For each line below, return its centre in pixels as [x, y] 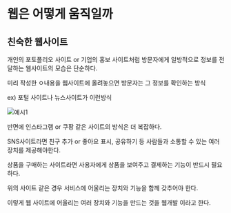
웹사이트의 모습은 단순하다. [61, 68]
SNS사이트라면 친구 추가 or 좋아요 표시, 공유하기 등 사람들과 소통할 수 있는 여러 [113, 141]
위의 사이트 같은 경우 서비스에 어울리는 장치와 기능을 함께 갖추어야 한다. [103, 188]
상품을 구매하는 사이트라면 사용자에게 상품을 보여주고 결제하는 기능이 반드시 [109, 165]
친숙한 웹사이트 [38, 42]
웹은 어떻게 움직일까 [60, 14]
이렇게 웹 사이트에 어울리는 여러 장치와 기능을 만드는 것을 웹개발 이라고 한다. [109, 203]
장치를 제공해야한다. [34, 150]
